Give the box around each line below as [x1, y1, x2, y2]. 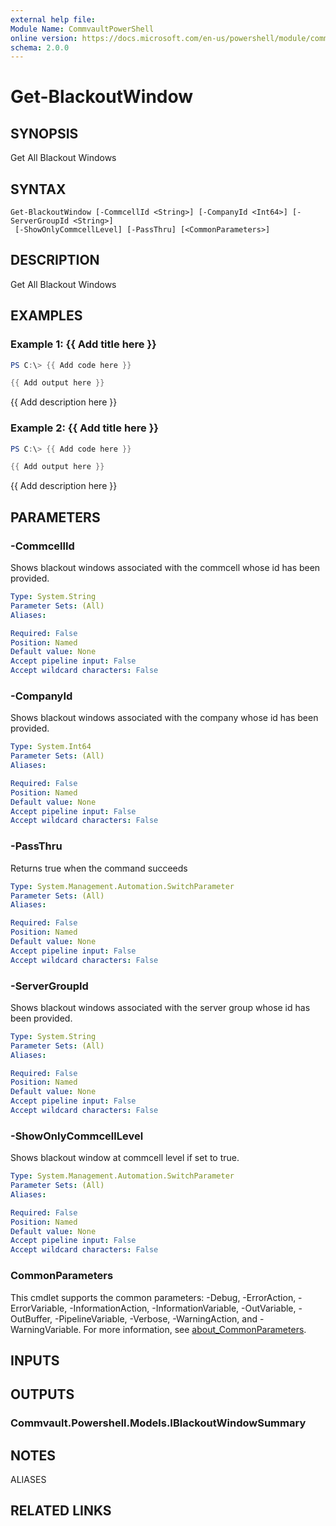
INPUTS [10, 1352, 60, 1369]
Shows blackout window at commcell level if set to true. [10, 1152, 240, 1164]
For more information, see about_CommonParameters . [83, 1323, 307, 1335]
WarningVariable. [10, 1323, 82, 1335]
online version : [10, 33, 78, 43]
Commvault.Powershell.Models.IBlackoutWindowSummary [10, 1416, 307, 1430]
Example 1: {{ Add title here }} [10, 337, 157, 351]
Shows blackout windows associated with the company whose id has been [10, 712, 319, 724]
